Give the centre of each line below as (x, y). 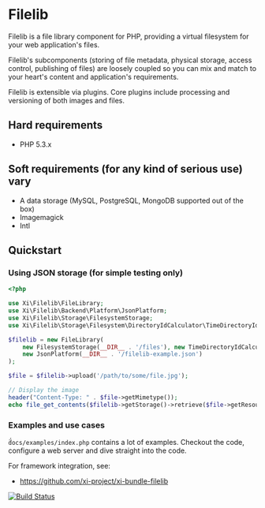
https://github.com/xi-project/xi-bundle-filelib (94, 481)
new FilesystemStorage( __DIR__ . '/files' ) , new (104, 347)
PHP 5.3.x (35, 144)
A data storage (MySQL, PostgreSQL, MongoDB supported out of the (132, 200)
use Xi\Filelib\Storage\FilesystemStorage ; (81, 318)
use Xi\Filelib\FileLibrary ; (56, 304)
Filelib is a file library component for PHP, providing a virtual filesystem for (129, 36)
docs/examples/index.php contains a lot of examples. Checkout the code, (126, 442)
